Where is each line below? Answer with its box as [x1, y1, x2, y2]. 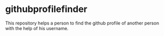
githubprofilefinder [5, 3, 88, 15]
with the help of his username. [5, 25, 69, 31]
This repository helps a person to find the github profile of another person [5, 20, 159, 26]
